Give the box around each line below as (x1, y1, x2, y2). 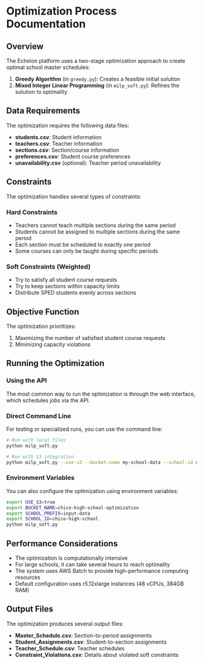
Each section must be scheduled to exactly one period (14, 241, 151, 248)
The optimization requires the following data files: (6, 122, 130, 129)
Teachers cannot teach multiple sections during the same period (14, 221, 176, 229)
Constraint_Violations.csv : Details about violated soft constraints (14, 651, 179, 658)
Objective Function (6, 307, 80, 317)
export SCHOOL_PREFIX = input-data (6, 510, 91, 517)
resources (14, 573, 40, 581)
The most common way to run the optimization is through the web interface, (6, 390, 196, 397)
